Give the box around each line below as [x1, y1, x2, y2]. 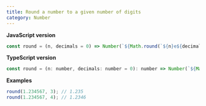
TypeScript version [6, 54, 56, 62]
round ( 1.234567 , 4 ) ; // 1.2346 [6, 94, 86, 101]
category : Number [6, 15, 51, 21]
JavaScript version [6, 31, 56, 38]
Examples [6, 77, 32, 84]
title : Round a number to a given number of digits [6, 9, 141, 15]
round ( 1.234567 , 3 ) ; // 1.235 [6, 89, 84, 95]
